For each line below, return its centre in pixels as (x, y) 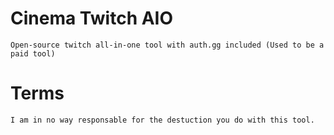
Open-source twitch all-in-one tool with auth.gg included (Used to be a (167, 45)
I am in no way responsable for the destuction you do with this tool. (162, 120)
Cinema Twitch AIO (92, 18)
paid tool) (33, 53)
